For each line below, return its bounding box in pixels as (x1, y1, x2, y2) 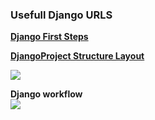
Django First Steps (10, 31, 89, 43)
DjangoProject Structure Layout (10, 50, 145, 62)
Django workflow (10, 88, 83, 100)
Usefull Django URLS (10, 8, 113, 22)
